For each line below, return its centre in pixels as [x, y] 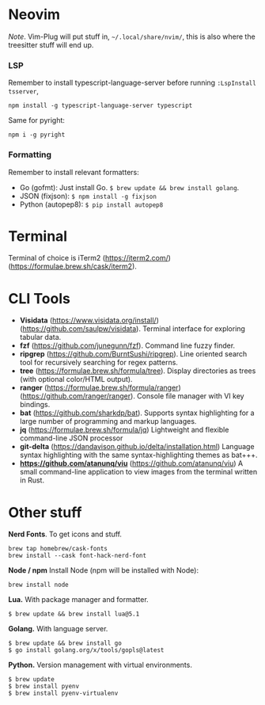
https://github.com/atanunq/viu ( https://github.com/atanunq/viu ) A [131, 463]
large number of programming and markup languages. [108, 421]
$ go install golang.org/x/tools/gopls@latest [86, 650]
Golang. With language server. [58, 629]
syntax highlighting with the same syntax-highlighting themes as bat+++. [138, 455]
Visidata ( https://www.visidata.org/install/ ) [89, 320]
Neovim [34, 15]
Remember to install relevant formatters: [74, 172]
